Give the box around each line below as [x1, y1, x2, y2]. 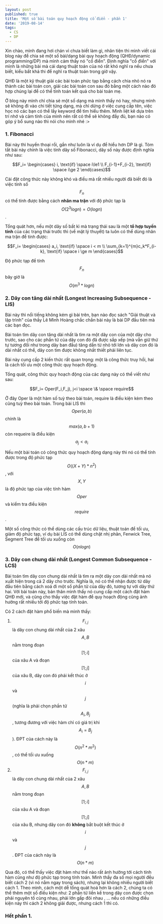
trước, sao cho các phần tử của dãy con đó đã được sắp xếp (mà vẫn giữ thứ [5, 337, 158, 343]
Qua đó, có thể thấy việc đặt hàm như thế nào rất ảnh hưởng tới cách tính [5, 869, 152, 875]
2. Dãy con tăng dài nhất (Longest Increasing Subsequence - [5, 295, 151, 301]
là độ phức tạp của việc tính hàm [5, 486, 71, 492]
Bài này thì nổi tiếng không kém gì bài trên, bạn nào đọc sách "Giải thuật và [5, 312, 156, 318]
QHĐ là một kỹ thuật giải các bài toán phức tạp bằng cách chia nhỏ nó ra [5, 78, 151, 83]
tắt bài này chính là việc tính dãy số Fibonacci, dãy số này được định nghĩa [5, 147, 154, 153]
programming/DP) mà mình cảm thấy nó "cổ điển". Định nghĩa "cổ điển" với [5, 58, 156, 64]
